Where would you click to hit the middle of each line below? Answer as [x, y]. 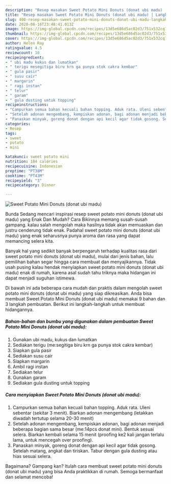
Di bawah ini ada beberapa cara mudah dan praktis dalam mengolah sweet [83, 288]
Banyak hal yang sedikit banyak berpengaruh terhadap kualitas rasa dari [81, 251]
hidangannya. [20, 310]
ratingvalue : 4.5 [24, 48]
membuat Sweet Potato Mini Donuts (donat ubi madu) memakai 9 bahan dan [85, 299]
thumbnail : [17, 34]
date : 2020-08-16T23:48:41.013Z [39, 24]
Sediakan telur [28, 372]
